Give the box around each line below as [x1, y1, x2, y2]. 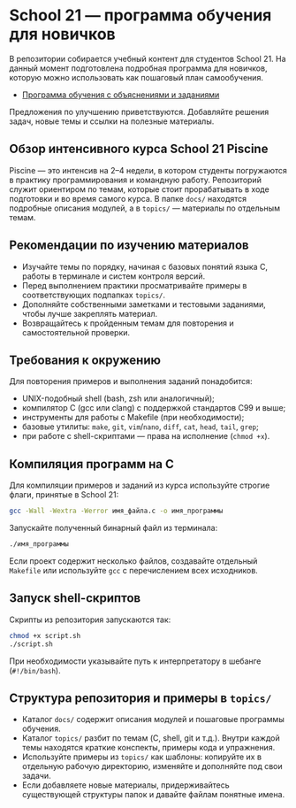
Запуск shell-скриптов [9, 590, 141, 606]
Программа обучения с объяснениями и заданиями [21, 89, 220, 100]
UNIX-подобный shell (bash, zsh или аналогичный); [21, 393, 215, 404]
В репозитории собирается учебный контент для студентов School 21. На [9, 53, 286, 64]
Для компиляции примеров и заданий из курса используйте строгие [9, 480, 270, 491]
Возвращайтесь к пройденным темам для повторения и [21, 318, 234, 328]
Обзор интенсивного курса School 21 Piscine [9, 142, 269, 157]
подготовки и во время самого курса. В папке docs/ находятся [9, 193, 247, 204]
